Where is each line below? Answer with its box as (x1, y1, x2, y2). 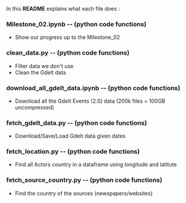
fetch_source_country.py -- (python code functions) (6, 176, 163, 184)
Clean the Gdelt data (14, 68, 66, 76)
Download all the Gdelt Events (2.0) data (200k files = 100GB (14, 97, 166, 105)
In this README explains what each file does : (6, 5, 120, 12)
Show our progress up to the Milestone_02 (14, 34, 120, 41)
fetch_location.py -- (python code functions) (6, 147, 140, 156)
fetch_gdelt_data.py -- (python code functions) (6, 118, 147, 127)
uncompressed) (14, 103, 55, 111)
